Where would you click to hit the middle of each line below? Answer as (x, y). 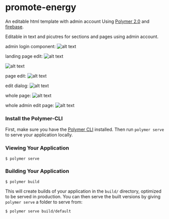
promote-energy (41, 7)
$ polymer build (22, 181)
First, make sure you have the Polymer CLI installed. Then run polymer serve (85, 130)
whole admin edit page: (30, 105)
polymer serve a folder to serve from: (44, 202)
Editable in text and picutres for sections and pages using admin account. (82, 36)
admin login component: (31, 46)
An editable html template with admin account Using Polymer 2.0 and (77, 21)
